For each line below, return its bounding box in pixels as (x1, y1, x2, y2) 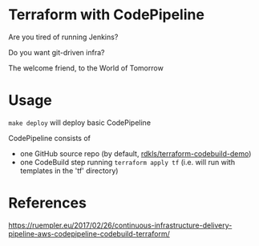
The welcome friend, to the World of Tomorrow (8, 63, 164, 73)
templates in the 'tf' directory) (19, 166, 119, 175)
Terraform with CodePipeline (8, 6, 204, 24)
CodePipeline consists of (8, 133, 91, 143)
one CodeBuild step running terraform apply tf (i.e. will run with (19, 157, 235, 167)
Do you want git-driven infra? (8, 47, 105, 57)
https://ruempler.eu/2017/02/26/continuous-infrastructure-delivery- (8, 220, 233, 230)
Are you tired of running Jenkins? (8, 32, 119, 42)
